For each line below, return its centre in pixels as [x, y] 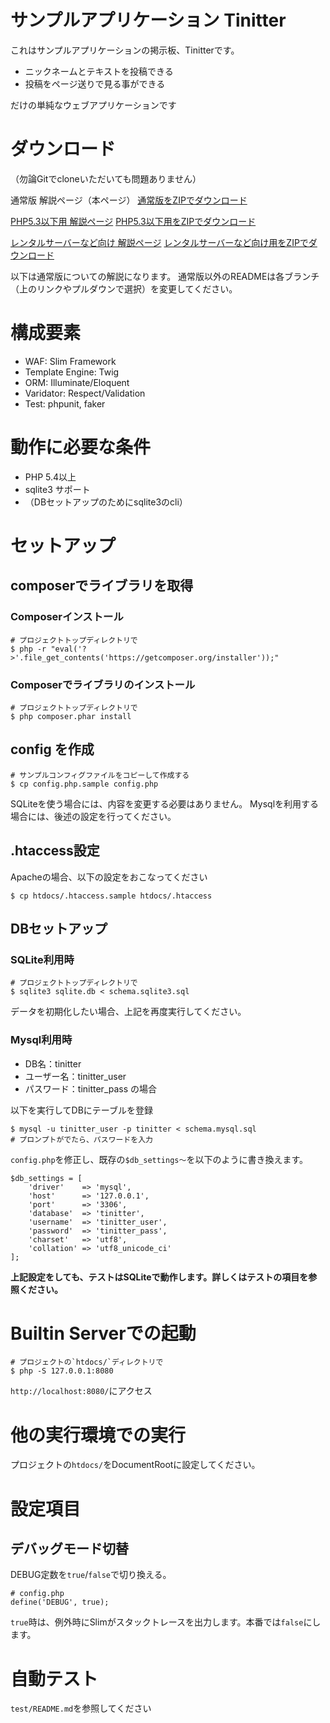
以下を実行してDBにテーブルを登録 [82, 1110]
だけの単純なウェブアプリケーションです [93, 105]
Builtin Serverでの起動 [103, 1333]
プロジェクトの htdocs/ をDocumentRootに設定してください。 [135, 1465]
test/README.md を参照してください [81, 1708]
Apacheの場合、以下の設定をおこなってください [109, 877]
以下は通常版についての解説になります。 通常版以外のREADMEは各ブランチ [165, 276]
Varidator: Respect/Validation [85, 393]
